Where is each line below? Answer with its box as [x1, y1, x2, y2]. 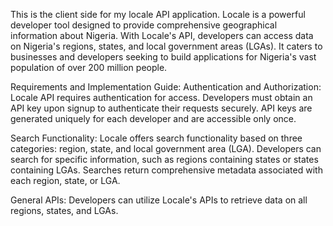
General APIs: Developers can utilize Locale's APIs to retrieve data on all [10, 194, 308, 206]
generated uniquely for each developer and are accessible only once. [10, 113, 297, 124]
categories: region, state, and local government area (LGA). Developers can [10, 143, 322, 154]
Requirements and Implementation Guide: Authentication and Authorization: [10, 81, 322, 93]
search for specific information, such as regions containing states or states [10, 154, 319, 165]
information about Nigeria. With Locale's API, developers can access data [10, 30, 314, 41]
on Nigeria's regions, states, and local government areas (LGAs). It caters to [10, 40, 323, 52]
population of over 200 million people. [10, 62, 168, 73]
